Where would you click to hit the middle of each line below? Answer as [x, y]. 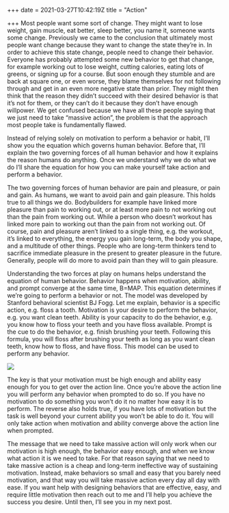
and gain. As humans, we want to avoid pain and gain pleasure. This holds [111, 195]
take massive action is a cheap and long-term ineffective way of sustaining [112, 465]
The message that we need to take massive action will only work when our [112, 444]
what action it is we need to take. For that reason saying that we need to [108, 458]
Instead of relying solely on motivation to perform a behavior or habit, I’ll [109, 138]
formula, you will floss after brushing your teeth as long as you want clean [111, 339]
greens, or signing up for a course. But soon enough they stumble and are [111, 74]
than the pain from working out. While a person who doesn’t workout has [110, 217]
